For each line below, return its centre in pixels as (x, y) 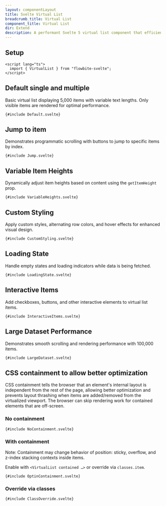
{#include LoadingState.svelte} (38, 275)
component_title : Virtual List (37, 24)
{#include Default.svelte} (33, 114)
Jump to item (26, 130)
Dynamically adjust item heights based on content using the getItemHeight (81, 183)
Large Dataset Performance (49, 332)
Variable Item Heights (39, 171)
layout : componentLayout (31, 10)
